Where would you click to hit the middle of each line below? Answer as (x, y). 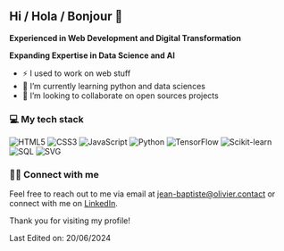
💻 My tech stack (46, 119)
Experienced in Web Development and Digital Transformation (125, 38)
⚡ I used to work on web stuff (76, 73)
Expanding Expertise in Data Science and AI (92, 55)
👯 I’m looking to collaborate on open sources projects (120, 96)
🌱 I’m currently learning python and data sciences (113, 86)
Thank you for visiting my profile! (70, 221)
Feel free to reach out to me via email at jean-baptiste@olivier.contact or (142, 194)
